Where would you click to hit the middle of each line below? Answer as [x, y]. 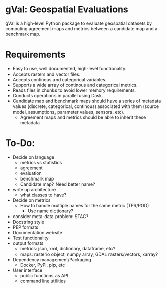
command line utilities [43, 281]
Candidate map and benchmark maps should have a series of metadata [87, 101]
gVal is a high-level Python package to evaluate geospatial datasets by [79, 23]
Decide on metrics [32, 200]
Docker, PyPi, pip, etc [42, 265]
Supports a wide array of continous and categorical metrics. [75, 85]
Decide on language [33, 157]
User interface [27, 270]
